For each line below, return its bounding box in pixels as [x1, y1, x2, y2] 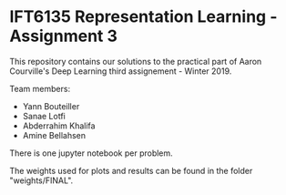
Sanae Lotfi [22, 110, 66, 121]
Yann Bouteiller [22, 100, 80, 111]
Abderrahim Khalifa [22, 120, 96, 131]
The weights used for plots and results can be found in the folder [9, 165, 253, 176]
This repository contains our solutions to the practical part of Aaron [9, 56, 262, 67]
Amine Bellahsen [22, 129, 87, 140]
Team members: [9, 83, 71, 94]
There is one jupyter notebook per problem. [9, 148, 173, 159]
